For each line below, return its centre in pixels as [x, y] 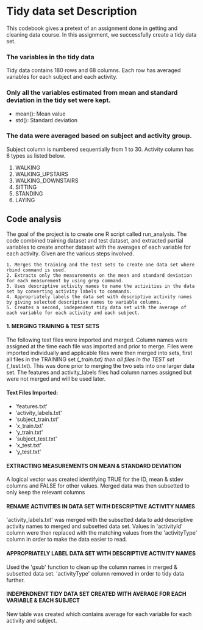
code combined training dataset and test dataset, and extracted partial [95, 240]
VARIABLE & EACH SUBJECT [43, 601]
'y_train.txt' [29, 433]
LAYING [25, 200]
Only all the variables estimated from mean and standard [92, 93]
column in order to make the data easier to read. [67, 540]
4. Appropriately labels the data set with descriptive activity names [99, 297]
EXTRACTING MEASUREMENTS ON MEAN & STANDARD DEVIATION [94, 466]
